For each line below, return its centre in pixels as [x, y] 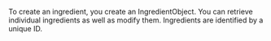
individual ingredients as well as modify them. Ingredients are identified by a [136, 20]
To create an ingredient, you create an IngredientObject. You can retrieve [131, 12]
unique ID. [26, 29]
